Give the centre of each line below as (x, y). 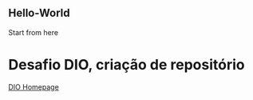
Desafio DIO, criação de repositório (126, 65)
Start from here (33, 32)
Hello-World (39, 13)
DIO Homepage (34, 86)
